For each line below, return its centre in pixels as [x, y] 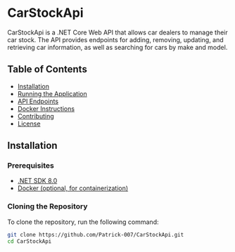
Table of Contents [47, 69]
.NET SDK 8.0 [37, 181]
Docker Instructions [46, 108]
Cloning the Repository [47, 206]
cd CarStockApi [30, 241]
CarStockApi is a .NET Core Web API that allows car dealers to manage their [118, 32]
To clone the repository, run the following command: [83, 222]
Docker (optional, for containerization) [73, 188]
